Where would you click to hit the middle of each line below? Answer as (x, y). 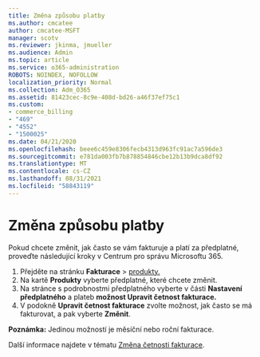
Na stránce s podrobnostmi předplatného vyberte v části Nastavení (131, 288)
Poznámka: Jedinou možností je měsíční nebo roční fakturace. (111, 329)
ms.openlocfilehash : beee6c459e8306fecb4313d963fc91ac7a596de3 (116, 149)
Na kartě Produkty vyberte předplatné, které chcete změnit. (118, 280)
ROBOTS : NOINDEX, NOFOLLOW (53, 75)
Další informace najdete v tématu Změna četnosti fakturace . (106, 344)
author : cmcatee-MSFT (44, 30)
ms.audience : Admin (41, 53)
